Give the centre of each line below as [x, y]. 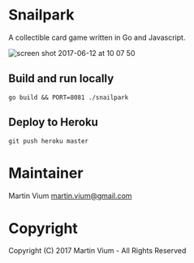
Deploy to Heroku [54, 122]
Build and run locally [61, 79]
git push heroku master [49, 141]
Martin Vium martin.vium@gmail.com [70, 196]
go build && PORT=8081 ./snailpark [69, 97]
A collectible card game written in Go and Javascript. [97, 37]
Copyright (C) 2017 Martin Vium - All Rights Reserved [97, 251]
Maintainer [46, 173]
